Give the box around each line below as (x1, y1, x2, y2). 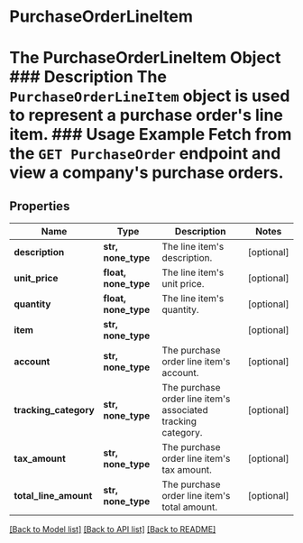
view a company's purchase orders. (9, 162, 284, 183)
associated (161, 404, 209, 417)
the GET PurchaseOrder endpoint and (9, 143, 281, 164)
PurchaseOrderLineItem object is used (9, 86, 290, 106)
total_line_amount (14, 490, 93, 502)
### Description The (9, 67, 167, 87)
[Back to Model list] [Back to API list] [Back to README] (9, 524, 216, 535)
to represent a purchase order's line (9, 106, 284, 125)
